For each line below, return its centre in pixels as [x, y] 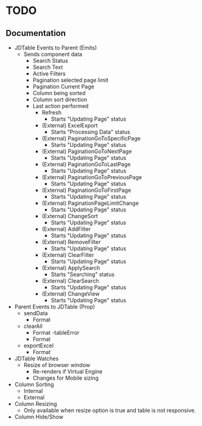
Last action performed [61, 106]
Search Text [48, 67]
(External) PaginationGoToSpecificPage [91, 138]
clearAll [33, 326]
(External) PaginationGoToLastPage [86, 164]
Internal [33, 391]
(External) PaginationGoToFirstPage [86, 190]
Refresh [52, 112]
